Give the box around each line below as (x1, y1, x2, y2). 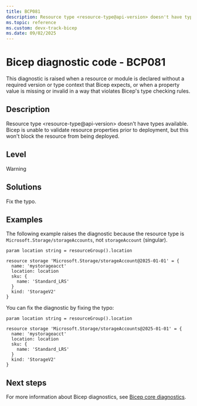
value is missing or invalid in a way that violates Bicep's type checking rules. (6, 87, 191, 94)
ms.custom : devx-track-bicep (6, 25, 77, 31)
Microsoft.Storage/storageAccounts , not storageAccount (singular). (6, 236, 168, 243)
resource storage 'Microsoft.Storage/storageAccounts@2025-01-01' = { (6, 326, 182, 332)
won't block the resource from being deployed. (6, 133, 120, 140)
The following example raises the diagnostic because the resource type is (6, 230, 185, 238)
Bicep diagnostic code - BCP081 (6, 56, 166, 69)
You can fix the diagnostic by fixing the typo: (6, 304, 114, 312)
